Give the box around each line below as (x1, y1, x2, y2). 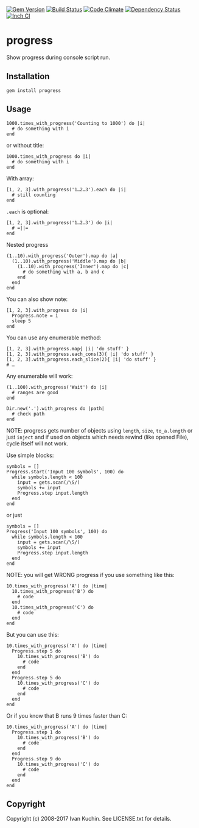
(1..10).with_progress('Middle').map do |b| (12, 258, 127, 264)
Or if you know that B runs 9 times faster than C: (6, 712, 128, 719)
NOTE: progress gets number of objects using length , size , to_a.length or (6, 426, 193, 434)
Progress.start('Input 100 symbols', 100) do (6, 469, 124, 475)
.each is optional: (6, 208, 49, 215)
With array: (6, 174, 35, 182)
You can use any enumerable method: (6, 334, 102, 341)
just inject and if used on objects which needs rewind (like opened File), (6, 433, 189, 441)
